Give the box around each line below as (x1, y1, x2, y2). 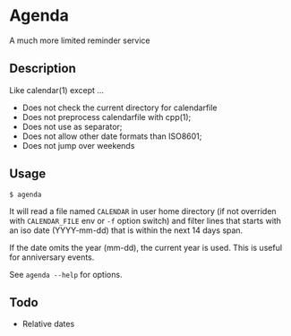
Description (9, 61, 76, 76)
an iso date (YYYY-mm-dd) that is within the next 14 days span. (9, 225, 244, 236)
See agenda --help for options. (9, 269, 123, 280)
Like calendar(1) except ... (9, 84, 105, 95)
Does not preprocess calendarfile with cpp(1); (21, 111, 192, 122)
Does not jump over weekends (21, 140, 135, 151)
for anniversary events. (9, 252, 95, 263)
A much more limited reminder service (9, 35, 150, 46)
